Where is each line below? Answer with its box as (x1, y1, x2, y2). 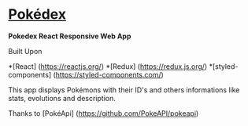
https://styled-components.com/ (55, 70, 161, 79)
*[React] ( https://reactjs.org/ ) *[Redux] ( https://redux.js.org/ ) (8, 61, 208, 71)
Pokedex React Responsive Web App (8, 31, 131, 41)
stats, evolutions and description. (8, 93, 117, 103)
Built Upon (8, 46, 43, 56)
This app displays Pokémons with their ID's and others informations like (8, 85, 240, 95)
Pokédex (8, 5, 67, 23)
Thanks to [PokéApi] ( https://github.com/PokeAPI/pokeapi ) (8, 108, 199, 118)
